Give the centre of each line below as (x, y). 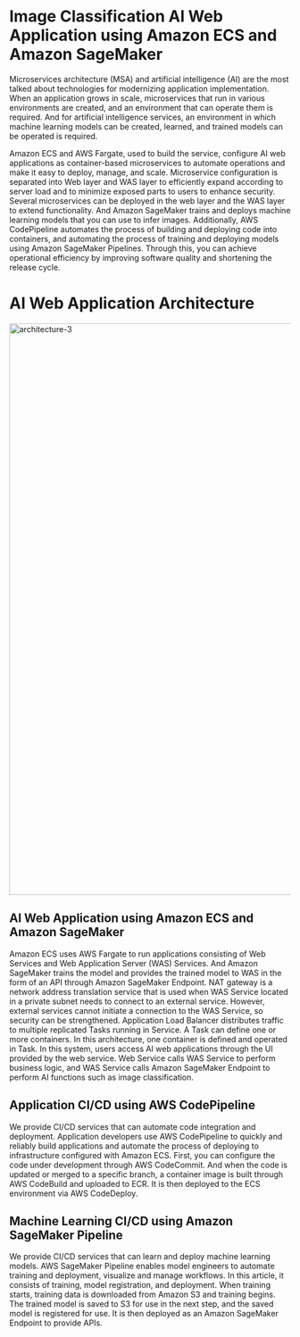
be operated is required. (54, 136)
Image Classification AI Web (116, 17)
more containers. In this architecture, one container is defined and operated (149, 1039)
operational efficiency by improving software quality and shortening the (141, 257)
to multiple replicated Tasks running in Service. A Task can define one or (143, 1030)
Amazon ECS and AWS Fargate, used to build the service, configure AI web (147, 153)
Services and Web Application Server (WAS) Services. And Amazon (134, 963)
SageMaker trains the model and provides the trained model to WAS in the (146, 973)
